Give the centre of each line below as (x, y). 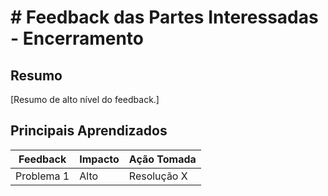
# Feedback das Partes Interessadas (164, 17)
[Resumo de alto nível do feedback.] (85, 99)
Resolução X (158, 176)
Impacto (99, 159)
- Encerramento (77, 38)
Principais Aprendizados (89, 131)
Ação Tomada (162, 159)
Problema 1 (42, 176)
